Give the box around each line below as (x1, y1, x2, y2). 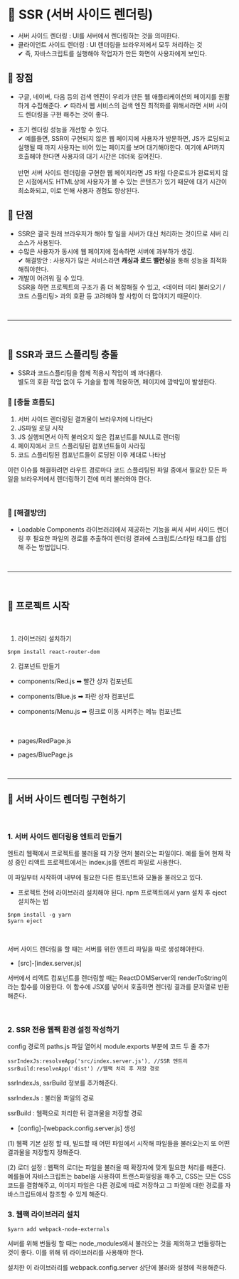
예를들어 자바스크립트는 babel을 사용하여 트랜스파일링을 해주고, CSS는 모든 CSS (7, 1172, 231, 1181)
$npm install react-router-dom (7, 648, 100, 656)
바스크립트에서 (7, 1190, 48, 1199)
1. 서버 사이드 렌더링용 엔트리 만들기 (7, 831, 122, 841)
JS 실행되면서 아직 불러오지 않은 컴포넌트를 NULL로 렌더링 (17, 432, 181, 441)
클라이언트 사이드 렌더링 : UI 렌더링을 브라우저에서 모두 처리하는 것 (17, 40, 203, 48)
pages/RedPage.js (17, 736, 72, 744)
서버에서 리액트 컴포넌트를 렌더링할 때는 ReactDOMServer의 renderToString (7, 973, 222, 982)
